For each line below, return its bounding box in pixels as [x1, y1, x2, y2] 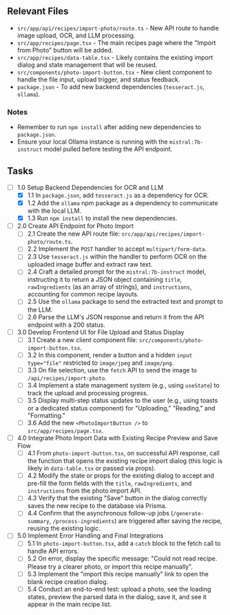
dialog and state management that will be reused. [17, 60, 158, 68]
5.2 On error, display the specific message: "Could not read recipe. [27, 554, 218, 562]
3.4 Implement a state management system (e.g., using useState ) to [27, 381, 220, 389]
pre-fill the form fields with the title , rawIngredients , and [27, 480, 192, 488]
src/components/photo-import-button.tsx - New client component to [17, 68, 212, 76]
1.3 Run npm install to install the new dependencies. [27, 214, 178, 223]
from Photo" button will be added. [17, 46, 114, 54]
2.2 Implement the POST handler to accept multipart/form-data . [27, 245, 207, 253]
